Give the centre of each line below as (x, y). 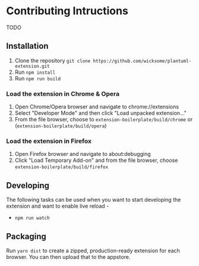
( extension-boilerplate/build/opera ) (61, 126)
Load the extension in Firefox (49, 141)
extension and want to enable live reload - (58, 206)
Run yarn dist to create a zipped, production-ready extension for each (93, 251)
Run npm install (35, 72)
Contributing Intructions (67, 11)
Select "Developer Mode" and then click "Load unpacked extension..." (101, 113)
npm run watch (32, 218)
